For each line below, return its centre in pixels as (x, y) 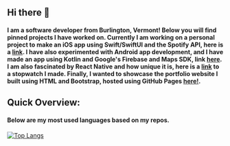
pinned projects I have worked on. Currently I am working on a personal (111, 37)
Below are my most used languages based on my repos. (88, 120)
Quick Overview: (44, 102)
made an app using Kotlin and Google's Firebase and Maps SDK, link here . (114, 59)
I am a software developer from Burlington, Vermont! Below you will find (112, 30)
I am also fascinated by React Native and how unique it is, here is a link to (113, 66)
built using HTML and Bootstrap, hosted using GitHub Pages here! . (104, 81)
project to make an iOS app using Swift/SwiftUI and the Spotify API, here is (115, 45)
